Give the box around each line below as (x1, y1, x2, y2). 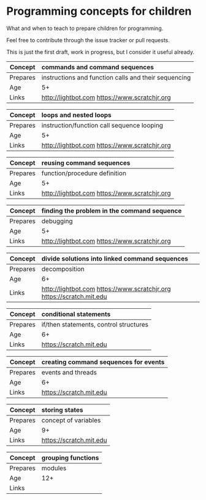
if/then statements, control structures (41, 320, 149, 328)
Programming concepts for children (6, 4, 192, 18)
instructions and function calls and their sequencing (41, 73, 191, 81)
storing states (41, 406, 83, 414)
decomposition (41, 265, 85, 273)
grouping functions (41, 453, 99, 462)
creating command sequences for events (41, 357, 165, 366)
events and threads (41, 368, 97, 376)
